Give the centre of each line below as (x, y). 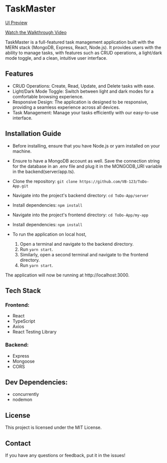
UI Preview (16, 23)
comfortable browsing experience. (48, 96)
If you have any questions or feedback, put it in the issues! (65, 455)
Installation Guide (33, 134)
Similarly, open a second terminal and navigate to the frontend (84, 254)
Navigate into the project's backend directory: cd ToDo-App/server (80, 195)
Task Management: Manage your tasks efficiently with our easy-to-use (85, 112)
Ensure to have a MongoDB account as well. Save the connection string (86, 161)
